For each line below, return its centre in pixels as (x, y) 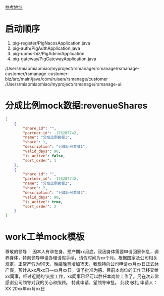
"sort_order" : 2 (40, 207)
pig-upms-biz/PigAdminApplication (48, 53)
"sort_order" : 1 (40, 160)
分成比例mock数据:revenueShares (76, 106)
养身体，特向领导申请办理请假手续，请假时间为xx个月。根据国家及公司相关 (81, 258)
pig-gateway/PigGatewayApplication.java (54, 59)
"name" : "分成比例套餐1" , (47, 137)
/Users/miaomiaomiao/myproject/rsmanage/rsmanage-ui (63, 84)
